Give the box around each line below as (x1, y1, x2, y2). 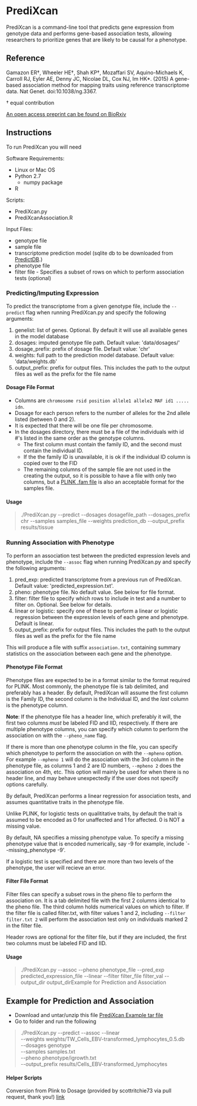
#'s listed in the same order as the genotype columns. (14, 434, 145, 442)
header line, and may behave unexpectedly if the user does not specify (6, 774, 179, 782)
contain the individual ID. (23, 447, 84, 455)
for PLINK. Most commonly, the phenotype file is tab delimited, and (6, 683, 169, 690)
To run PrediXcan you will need (6, 143, 82, 150)
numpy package (23, 179, 63, 186)
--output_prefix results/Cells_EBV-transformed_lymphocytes (20, 1060, 168, 1068)
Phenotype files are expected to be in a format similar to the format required (6, 676, 191, 683)
